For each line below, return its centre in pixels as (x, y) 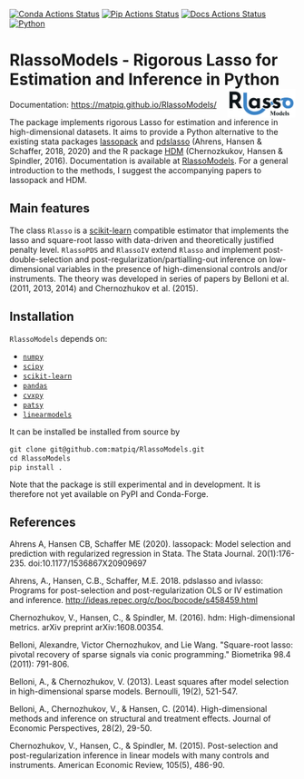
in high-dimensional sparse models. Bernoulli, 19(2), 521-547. (124, 691)
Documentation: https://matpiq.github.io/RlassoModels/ (113, 104)
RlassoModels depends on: (59, 338)
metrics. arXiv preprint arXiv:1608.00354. (87, 628)
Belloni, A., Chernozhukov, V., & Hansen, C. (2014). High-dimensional (138, 709)
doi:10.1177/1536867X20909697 (88, 563)
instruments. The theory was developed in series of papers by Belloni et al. (149, 278)
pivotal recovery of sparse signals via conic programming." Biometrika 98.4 (150, 655)
